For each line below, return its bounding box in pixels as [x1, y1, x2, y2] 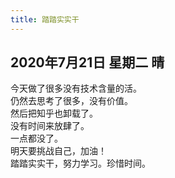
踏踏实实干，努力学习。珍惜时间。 [10, 157, 151, 170]
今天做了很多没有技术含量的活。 [10, 82, 142, 95]
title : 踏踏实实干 [10, 14, 80, 25]
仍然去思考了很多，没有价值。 [10, 95, 133, 107]
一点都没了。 [10, 132, 63, 145]
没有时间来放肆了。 [10, 120, 90, 132]
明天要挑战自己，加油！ [10, 145, 107, 157]
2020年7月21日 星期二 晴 [10, 54, 165, 71]
